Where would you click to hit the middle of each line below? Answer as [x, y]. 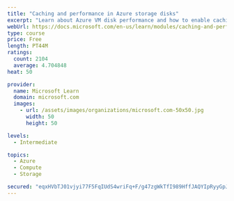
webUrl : [18, 26]
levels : [18, 136]
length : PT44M [28, 46]
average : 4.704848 [40, 65]
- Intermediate [36, 142]
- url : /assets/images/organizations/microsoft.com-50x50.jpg [112, 111]
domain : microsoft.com [46, 97]
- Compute [28, 168]
